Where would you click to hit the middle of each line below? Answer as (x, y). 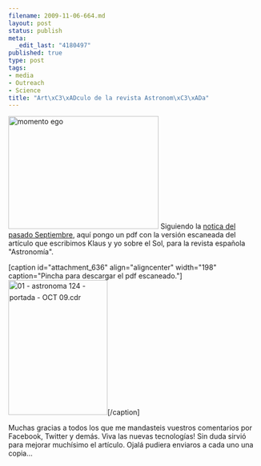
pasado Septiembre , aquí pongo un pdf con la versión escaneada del (122, 235)
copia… (21, 453)
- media (21, 75)
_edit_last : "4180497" (53, 46)
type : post (26, 61)
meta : (17, 38)
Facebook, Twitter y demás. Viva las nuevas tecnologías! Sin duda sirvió (127, 436)
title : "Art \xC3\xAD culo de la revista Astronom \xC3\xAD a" (109, 98)
